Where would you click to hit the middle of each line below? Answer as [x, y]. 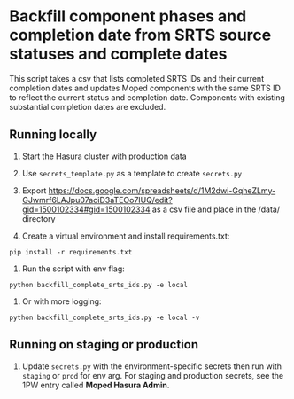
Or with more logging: [62, 301]
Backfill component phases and [128, 16]
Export [34, 190]
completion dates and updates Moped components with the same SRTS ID [145, 88]
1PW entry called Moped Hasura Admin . [96, 385]
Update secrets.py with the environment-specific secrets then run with [151, 366]
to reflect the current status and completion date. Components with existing [147, 97]
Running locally [53, 135]
